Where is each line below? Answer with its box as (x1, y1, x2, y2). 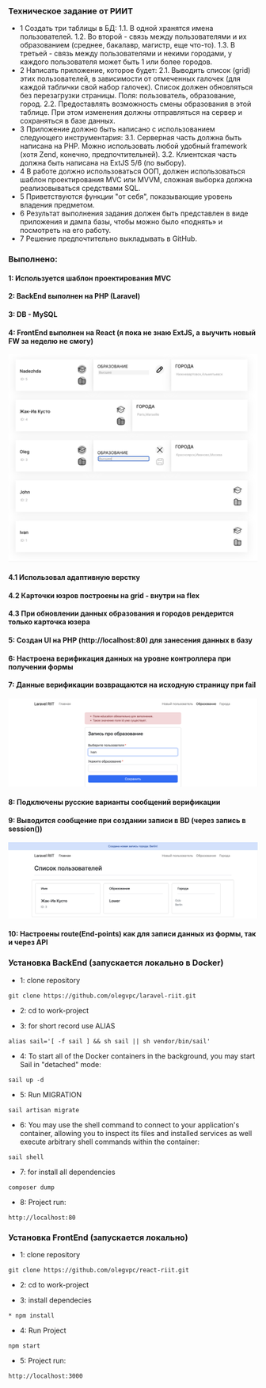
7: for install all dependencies (19, 1167, 116, 1176)
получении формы (8, 662, 74, 671)
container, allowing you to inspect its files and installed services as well (19, 1128, 253, 1138)
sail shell (8, 1153, 44, 1161)
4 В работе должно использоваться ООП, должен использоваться (19, 166, 245, 176)
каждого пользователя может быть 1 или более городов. (19, 57, 213, 67)
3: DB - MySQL (8, 310, 58, 318)
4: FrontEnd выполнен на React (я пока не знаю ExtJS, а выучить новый (8, 327, 256, 337)
